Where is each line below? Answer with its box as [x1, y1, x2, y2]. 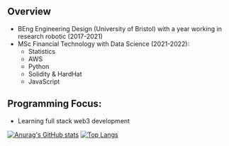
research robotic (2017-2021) [17, 32, 103, 40]
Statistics [28, 47, 55, 55]
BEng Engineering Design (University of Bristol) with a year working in [17, 24, 222, 33]
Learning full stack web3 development [17, 116, 130, 125]
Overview [7, 6, 52, 18]
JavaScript [28, 77, 60, 86]
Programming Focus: [7, 98, 102, 110]
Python [28, 62, 50, 70]
